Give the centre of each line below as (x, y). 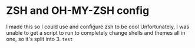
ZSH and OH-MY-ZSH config (78, 11)
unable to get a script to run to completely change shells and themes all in (96, 32)
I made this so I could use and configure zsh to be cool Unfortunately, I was (98, 27)
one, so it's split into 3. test (39, 39)
